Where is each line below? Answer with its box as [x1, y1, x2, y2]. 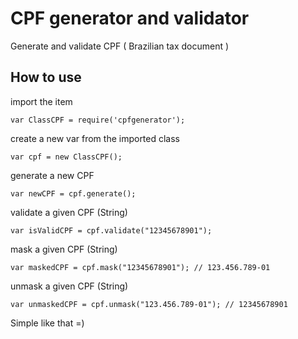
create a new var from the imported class [10, 132, 181, 144]
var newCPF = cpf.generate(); [10, 188, 137, 199]
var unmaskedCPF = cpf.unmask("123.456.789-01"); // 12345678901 [10, 299, 288, 309]
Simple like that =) [10, 317, 85, 329]
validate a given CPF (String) [10, 206, 128, 218]
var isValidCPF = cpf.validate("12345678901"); [10, 225, 213, 236]
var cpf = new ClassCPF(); [10, 152, 123, 162]
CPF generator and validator [10, 7, 250, 30]
